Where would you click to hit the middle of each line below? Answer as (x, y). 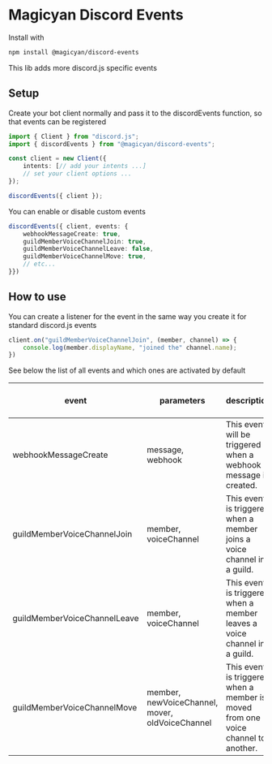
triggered (243, 445)
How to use (37, 297)
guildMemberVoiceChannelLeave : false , (88, 249)
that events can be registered (57, 121)
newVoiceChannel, (183, 702)
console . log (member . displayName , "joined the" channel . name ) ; (130, 347)
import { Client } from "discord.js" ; (74, 136)
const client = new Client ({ (57, 159)
